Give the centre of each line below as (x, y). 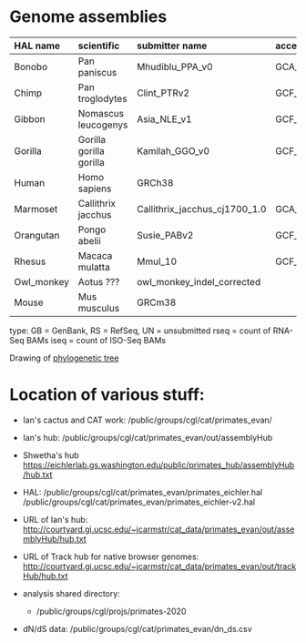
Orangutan (37, 235)
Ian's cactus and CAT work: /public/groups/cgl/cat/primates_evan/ (148, 420)
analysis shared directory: (71, 593)
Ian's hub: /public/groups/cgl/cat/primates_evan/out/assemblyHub (148, 437)
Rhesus (30, 261)
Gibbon (30, 118)
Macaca (95, 255)
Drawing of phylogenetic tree (64, 358)
